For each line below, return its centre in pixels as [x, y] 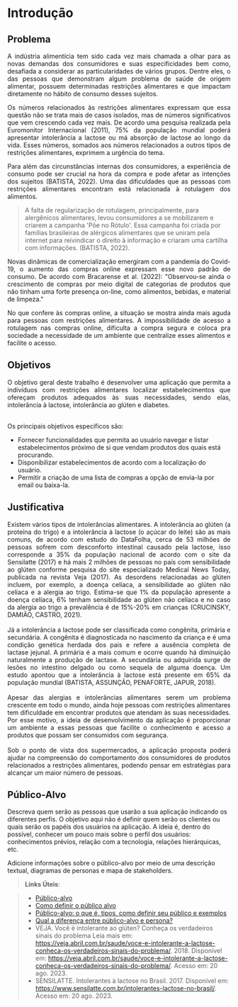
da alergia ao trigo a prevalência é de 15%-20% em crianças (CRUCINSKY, [119, 607]
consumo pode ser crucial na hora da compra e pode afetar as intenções [119, 174]
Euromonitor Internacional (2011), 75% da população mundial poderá [119, 130]
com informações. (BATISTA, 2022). [77, 248]
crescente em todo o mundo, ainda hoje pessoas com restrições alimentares [119, 705]
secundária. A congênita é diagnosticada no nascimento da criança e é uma [119, 637]
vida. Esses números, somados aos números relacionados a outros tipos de [119, 145]
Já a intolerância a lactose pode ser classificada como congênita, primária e [119, 630]
